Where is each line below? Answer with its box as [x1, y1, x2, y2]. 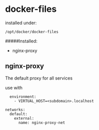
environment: [9, 94, 37, 99]
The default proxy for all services [5, 75, 73, 81]
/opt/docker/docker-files [5, 29, 58, 34]
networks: [5, 107, 26, 112]
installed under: [5, 20, 37, 26]
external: [14, 116, 35, 121]
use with [5, 85, 23, 90]
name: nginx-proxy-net [18, 120, 65, 125]
